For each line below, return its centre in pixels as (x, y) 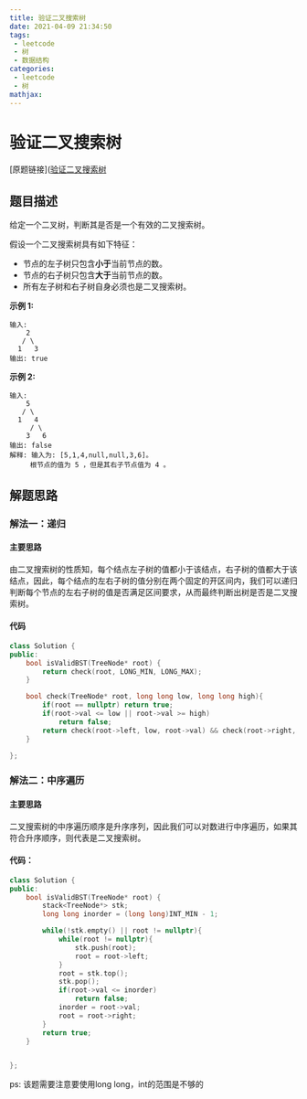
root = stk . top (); (93, 973)
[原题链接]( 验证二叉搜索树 (58, 169)
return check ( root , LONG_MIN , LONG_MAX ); (122, 672)
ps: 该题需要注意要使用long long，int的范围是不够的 (106, 1084)
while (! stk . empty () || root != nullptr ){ (122, 931)
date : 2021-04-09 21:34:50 (61, 27)
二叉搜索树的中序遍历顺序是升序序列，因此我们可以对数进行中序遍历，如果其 (153, 826)
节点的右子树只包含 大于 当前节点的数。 (95, 275)
